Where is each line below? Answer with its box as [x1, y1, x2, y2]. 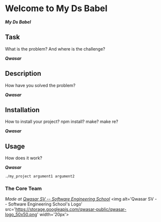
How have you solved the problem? [5, 82, 76, 88]
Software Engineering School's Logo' [8, 201, 82, 207]
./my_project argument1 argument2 [5, 174, 75, 179]
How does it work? [5, 155, 43, 161]
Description [5, 69, 41, 78]
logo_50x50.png [5, 212, 37, 218]
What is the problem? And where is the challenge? [5, 46, 106, 51]
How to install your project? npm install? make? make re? [5, 119, 118, 124]
